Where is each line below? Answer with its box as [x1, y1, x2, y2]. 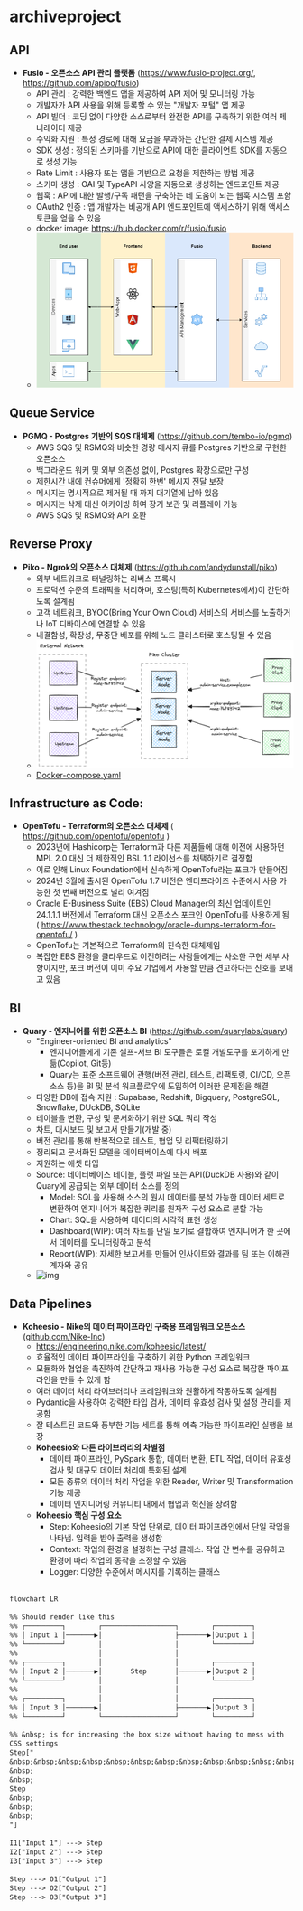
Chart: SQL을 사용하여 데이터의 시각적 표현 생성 [49, 1214, 218, 1226]
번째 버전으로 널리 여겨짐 [62, 887, 150, 898]
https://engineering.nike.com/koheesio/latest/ [35, 1341, 207, 1351]
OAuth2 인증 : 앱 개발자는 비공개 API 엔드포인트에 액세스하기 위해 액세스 [35, 202, 290, 212]
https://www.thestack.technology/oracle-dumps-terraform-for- [41, 919, 277, 930]
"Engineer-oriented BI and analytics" [35, 1036, 173, 1047]
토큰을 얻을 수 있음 [35, 212, 102, 223]
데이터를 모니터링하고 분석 [59, 1237, 151, 1248]
